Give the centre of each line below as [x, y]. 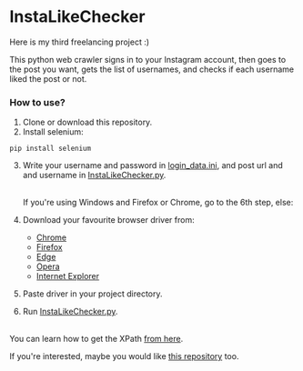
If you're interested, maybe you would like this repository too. [124, 356]
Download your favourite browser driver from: [108, 220]
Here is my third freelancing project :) [80, 42]
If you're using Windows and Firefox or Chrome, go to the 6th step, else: [158, 203]
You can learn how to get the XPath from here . [96, 339]
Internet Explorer [68, 276]
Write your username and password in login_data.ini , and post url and [153, 165]
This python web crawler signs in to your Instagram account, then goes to [148, 59]
